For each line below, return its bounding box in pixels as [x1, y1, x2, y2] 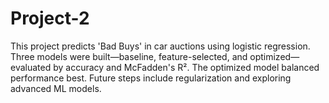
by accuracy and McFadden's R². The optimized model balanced [53, 61, 320, 73]
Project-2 [10, 7, 90, 30]
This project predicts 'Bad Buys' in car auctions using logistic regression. [10, 40, 311, 52]
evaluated [10, 61, 52, 73]
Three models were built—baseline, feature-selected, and [10, 50, 248, 62]
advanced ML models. [10, 82, 102, 94]
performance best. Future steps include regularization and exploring [10, 72, 292, 84]
